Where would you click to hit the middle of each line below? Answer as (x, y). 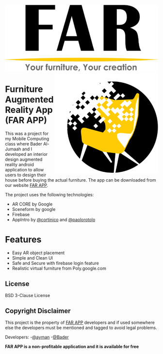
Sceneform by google (34, 209)
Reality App (29, 110)
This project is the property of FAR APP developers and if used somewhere (80, 323)
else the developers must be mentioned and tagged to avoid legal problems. (81, 328)
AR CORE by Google (32, 204)
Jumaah (13, 149)
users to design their (26, 175)
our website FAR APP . (27, 186)
